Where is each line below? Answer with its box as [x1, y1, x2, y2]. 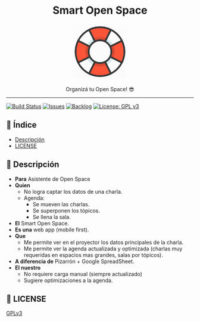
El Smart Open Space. [14, 219, 70, 227]
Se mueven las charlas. [32, 200, 90, 208]
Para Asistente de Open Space [14, 175, 90, 182]
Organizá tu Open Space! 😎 [65, 85, 135, 92]
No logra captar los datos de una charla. [23, 188, 123, 195]
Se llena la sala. [32, 213, 71, 221]
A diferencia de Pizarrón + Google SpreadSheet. [14, 258, 135, 265]
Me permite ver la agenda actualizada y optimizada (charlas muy [23, 245, 183, 252]
